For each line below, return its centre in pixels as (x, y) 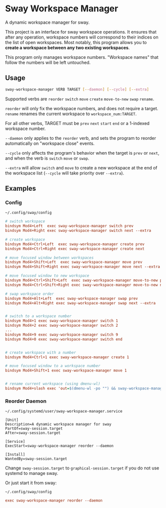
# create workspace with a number (41, 352)
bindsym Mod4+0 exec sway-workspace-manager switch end (64, 339)
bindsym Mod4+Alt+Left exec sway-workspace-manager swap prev (72, 298)
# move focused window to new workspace (47, 276)
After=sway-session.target (33, 433)
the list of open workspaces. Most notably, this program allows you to (76, 42)
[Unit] (12, 420)
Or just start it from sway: (31, 483)
